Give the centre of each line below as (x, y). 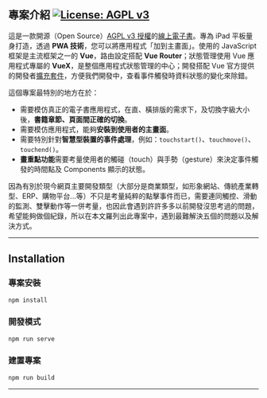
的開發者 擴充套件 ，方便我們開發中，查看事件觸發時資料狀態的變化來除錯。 (130, 76)
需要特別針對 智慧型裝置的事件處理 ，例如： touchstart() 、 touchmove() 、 (137, 139)
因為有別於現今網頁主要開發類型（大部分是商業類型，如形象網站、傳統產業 (130, 185)
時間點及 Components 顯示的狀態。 (92, 169)
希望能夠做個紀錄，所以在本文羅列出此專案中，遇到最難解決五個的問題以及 (130, 216)
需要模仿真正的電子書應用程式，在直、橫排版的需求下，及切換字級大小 (135, 109)
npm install (28, 300)
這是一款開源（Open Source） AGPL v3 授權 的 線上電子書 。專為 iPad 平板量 (131, 36)
